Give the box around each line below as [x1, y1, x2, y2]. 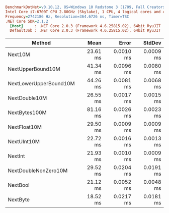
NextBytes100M [8, 109, 47, 116]
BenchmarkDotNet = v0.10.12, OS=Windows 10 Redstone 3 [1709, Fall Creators [5, 5, 165, 10]
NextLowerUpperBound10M [8, 80, 75, 87]
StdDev [143, 39, 161, 46]
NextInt [8, 152, 25, 159]
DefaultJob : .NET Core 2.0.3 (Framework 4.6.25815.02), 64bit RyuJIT [10, 28, 161, 33]
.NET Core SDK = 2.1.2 [5, 19, 49, 24]
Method [32, 39, 51, 46]
